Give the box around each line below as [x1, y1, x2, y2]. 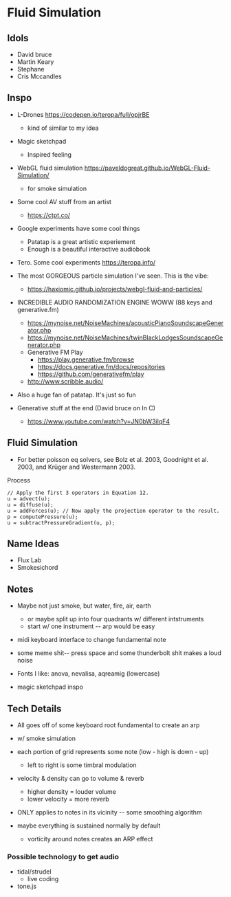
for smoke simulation [27, 184, 87, 192]
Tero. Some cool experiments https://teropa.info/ [16, 258, 156, 266]
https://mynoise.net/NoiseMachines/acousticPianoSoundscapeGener [27, 318, 224, 327]
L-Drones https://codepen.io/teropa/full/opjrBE [16, 110, 150, 118]
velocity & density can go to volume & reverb [16, 775, 144, 783]
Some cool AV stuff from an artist [16, 197, 112, 206]
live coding [27, 875, 59, 883]
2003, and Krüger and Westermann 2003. [16, 463, 136, 471]
